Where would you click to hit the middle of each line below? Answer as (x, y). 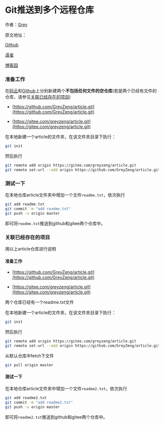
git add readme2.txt (26, 398)
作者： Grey (16, 25)
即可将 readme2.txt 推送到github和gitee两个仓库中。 (56, 417)
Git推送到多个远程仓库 (50, 10)
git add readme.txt (25, 204)
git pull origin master (29, 365)
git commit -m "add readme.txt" (38, 209)
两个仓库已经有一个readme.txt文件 (40, 302)
